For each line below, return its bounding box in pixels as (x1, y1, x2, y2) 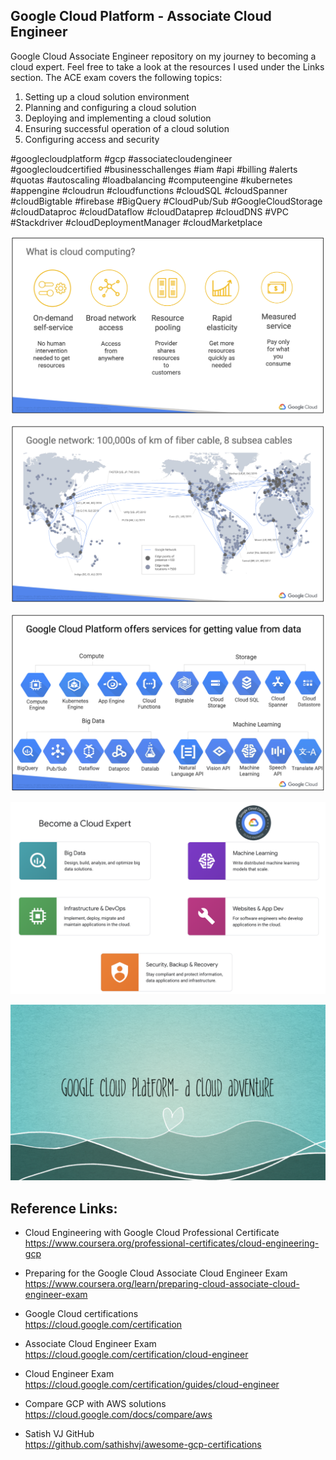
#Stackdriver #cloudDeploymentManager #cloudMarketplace (10, 216, 263, 228)
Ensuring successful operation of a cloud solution (24, 122, 230, 134)
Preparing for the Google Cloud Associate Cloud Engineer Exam (24, 1267, 288, 1279)
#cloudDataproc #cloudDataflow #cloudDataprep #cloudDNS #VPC (10, 205, 290, 218)
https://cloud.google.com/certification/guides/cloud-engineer (24, 1379, 280, 1391)
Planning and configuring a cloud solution (24, 101, 197, 113)
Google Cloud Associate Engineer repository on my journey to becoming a (10, 50, 317, 62)
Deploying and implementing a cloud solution (24, 112, 212, 124)
